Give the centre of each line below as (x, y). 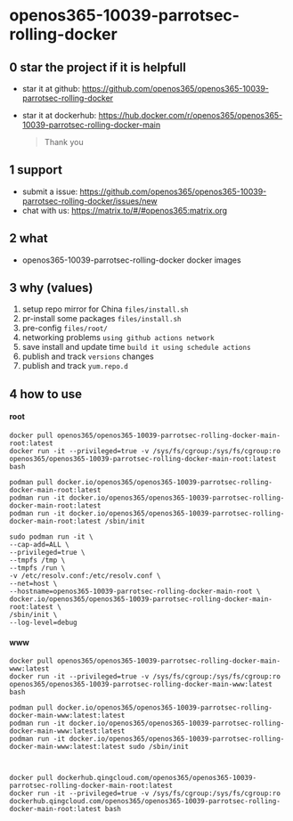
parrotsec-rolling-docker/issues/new (90, 200)
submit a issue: (50, 191)
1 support (36, 170)
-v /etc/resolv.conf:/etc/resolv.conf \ (85, 576)
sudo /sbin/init (159, 747)
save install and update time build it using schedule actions (136, 347)
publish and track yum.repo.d (75, 366)
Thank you (64, 142)
